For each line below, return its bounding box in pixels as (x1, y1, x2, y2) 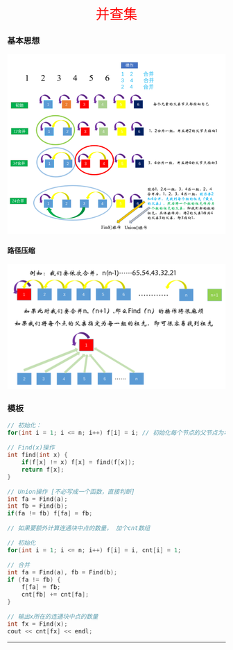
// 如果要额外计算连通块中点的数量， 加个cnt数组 (7, 524, 150, 532)
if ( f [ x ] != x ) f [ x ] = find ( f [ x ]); (21, 458, 135, 466)
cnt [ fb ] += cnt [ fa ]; (21, 590, 89, 599)
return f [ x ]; (21, 465, 64, 473)
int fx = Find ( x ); (7, 620, 68, 628)
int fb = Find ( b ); (7, 502, 68, 510)
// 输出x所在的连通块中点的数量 (7, 613, 98, 621)
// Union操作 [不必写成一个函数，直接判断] (7, 488, 135, 495)
